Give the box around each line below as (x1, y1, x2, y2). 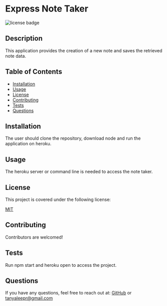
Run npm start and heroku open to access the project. (5, 262, 117, 268)
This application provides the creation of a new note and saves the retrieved (5, 47, 162, 53)
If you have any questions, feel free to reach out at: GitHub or (5, 290, 132, 296)
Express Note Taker (5, 3, 89, 15)
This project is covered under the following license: (5, 196, 111, 202)
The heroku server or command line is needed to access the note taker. (5, 169, 153, 175)
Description (5, 34, 43, 43)
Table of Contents (5, 67, 63, 76)
